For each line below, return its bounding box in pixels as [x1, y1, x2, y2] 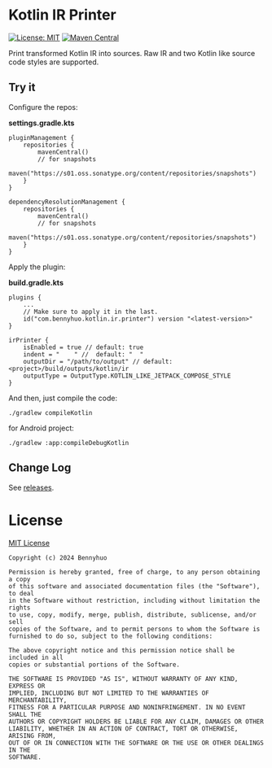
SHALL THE [8, 710, 42, 718]
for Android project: [8, 423, 75, 433]
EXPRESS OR [8, 682, 46, 690]
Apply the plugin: [8, 262, 66, 272]
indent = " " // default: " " [23, 350, 144, 359]
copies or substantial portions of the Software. [8, 661, 181, 669]
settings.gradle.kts [8, 118, 75, 128]
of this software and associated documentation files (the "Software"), [8, 582, 261, 591]
